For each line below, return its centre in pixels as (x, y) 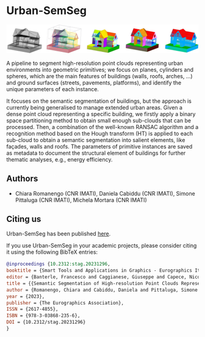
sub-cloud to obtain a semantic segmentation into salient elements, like (96, 140)
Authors (22, 179)
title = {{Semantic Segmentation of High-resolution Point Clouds (92, 283)
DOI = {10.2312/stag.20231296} (46, 322)
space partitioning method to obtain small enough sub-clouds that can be (99, 120)
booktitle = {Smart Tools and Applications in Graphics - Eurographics (99, 271)
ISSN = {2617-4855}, (33, 309)
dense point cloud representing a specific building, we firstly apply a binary (101, 114)
